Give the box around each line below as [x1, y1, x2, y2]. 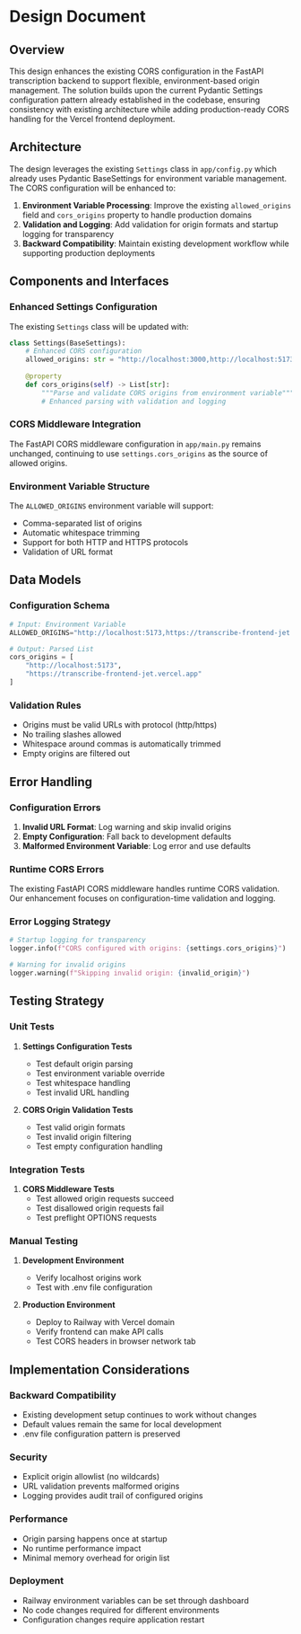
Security [9, 1451, 47, 1463]
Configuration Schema [9, 599, 110, 612]
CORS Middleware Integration [9, 418, 142, 430]
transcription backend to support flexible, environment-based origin [9, 75, 260, 86]
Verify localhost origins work [35, 1273, 142, 1284]
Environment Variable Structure [9, 480, 150, 492]
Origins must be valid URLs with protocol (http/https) [21, 720, 218, 730]
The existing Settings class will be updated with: [9, 321, 190, 331]
